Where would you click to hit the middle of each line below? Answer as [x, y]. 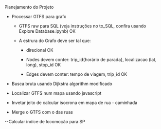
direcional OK [40, 50]
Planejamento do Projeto [29, 7]
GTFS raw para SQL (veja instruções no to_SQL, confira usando [82, 26]
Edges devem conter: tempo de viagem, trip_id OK [77, 74]
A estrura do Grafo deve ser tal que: [55, 41]
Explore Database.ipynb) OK [47, 31]
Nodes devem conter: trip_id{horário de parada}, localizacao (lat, [91, 60]
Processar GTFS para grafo [39, 16]
